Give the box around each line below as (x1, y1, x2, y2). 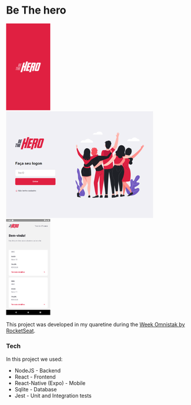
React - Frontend (14, 373, 56, 380)
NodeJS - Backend (14, 367, 61, 374)
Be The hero (6, 4, 66, 17)
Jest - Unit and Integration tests (14, 392, 92, 399)
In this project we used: (6, 355, 63, 362)
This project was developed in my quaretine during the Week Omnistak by (6, 321, 185, 328)
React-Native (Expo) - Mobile (14, 379, 86, 387)
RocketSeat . (6, 327, 36, 334)
